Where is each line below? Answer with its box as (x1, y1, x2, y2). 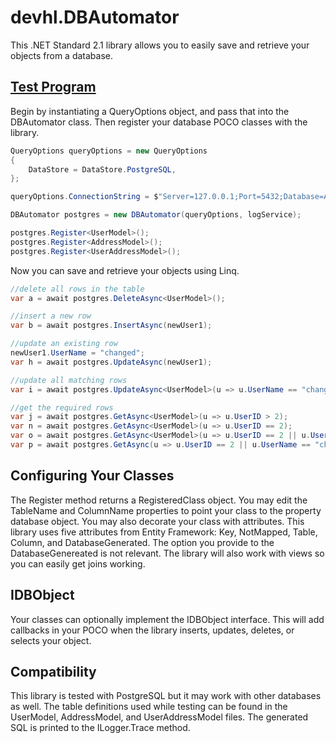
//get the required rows (10, 402, 114, 413)
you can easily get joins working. (10, 557, 146, 570)
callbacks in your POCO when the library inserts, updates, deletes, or (10, 624, 295, 636)
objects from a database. (10, 49, 114, 61)
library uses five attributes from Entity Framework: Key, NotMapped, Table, (10, 526, 318, 538)
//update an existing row (10, 339, 118, 349)
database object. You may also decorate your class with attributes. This (10, 515, 305, 527)
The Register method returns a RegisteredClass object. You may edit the (10, 494, 308, 506)
